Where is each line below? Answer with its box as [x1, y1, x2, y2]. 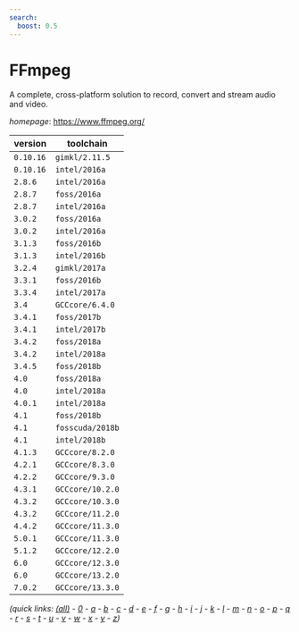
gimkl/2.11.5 [54, 153, 111, 163]
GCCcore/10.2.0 [54, 485, 120, 494]
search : [9, 13, 38, 22]
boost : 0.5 [17, 21, 58, 30]
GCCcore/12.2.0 [54, 546, 120, 556]
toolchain [66, 138, 109, 150]
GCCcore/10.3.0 [54, 497, 120, 507]
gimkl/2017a [54, 263, 106, 274]
